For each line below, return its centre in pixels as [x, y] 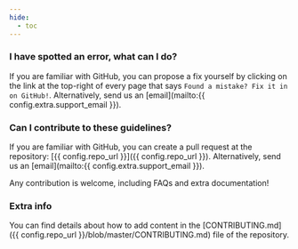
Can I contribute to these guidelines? [90, 127]
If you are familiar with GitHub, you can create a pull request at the [131, 147]
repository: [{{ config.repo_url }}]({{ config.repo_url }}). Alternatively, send [145, 157]
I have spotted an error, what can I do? [93, 57]
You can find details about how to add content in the [105, 225]
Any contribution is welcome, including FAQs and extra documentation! [139, 183]
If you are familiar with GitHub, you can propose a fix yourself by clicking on [148, 76]
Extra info [31, 206]
